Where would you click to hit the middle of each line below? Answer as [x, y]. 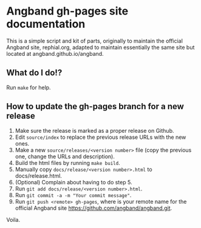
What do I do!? [34, 73]
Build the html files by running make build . [67, 163]
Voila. [13, 220]
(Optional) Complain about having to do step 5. [73, 182]
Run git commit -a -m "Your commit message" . [73, 195]
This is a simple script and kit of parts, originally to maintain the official [95, 41]
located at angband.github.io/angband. [55, 53]
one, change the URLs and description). [65, 156]
